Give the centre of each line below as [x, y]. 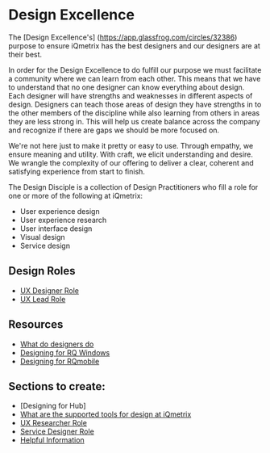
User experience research [63, 220]
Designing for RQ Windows [65, 352]
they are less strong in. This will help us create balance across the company [134, 121]
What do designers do [57, 344]
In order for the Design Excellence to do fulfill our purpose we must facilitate [135, 69]
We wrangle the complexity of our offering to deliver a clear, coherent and [131, 162]
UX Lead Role [43, 299]
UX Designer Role [49, 290]
